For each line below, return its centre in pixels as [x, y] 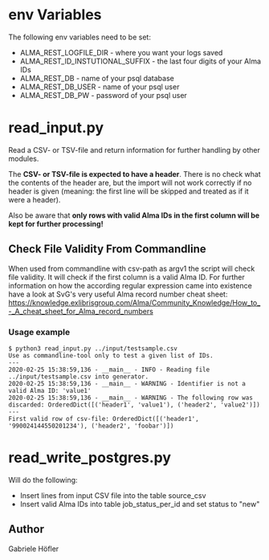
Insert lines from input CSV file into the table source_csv [113, 495]
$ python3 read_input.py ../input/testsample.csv [93, 348]
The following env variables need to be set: [79, 37]
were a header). [35, 199]
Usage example [39, 332]
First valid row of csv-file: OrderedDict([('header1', [104, 419]
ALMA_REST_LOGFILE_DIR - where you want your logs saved [121, 52]
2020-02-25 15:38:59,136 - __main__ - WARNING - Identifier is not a [127, 383]
